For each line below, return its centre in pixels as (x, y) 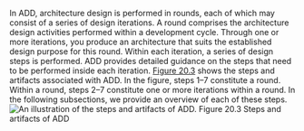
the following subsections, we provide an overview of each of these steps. (148, 99)
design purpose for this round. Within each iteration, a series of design (142, 51)
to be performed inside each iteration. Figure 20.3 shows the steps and (142, 70)
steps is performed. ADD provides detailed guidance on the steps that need (151, 61)
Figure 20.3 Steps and (240, 109)
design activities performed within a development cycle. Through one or (144, 32)
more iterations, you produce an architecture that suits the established (141, 42)
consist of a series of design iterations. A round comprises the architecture (149, 23)
